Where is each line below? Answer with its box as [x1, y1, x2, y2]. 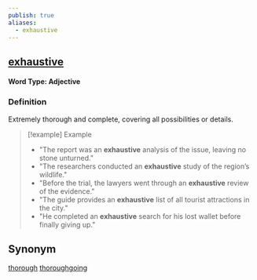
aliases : [8, 19, 37, 27]
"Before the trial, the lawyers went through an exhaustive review [39, 178, 249, 187]
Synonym [8, 242, 57, 256]
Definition [8, 96, 47, 107]
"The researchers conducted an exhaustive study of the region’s [39, 162, 250, 171]
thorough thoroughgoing [8, 264, 88, 273]
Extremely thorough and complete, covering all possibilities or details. [8, 115, 234, 124]
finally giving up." [39, 220, 96, 229]
